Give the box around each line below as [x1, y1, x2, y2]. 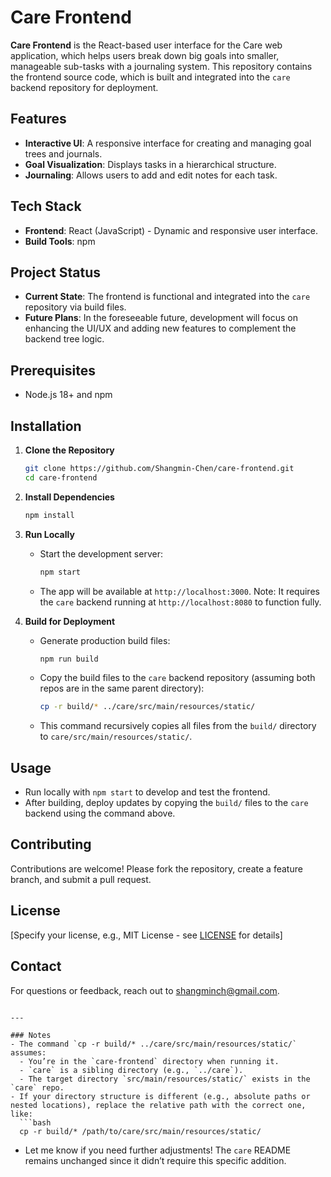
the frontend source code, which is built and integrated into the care [10, 71, 291, 83]
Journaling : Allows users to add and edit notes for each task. [24, 169, 278, 181]
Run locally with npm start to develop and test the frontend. [24, 786, 271, 798]
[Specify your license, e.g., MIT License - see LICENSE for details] [10, 929, 283, 941]
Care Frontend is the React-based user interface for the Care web [10, 39, 283, 51]
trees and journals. [24, 147, 103, 160]
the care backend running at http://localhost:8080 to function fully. [39, 596, 322, 608]
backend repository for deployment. [10, 81, 159, 93]
